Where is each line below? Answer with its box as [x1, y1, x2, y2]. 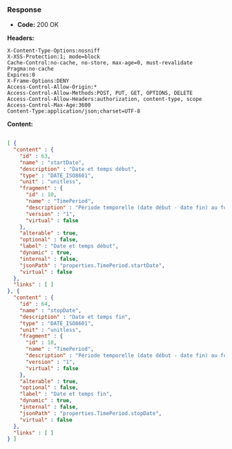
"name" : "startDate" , [19, 159, 85, 166]
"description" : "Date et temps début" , [19, 165, 137, 172]
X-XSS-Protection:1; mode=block [7, 53, 100, 60]
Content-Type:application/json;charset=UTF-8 [7, 108, 140, 115]
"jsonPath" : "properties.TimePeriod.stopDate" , [19, 410, 162, 416]
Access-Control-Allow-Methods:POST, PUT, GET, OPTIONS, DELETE [7, 90, 193, 97]
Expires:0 [7, 71, 36, 79]
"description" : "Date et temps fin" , [19, 313, 131, 320]
